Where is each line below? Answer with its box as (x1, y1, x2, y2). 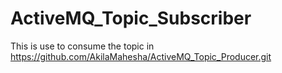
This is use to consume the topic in (10, 40, 155, 52)
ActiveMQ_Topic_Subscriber (10, 7, 252, 30)
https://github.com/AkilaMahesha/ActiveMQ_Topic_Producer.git (10, 50, 272, 62)
